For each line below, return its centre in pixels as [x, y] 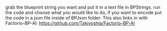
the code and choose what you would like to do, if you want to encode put [83, 12]
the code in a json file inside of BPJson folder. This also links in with [77, 18]
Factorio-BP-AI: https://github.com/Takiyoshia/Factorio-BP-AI [70, 23]
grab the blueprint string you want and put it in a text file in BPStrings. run [83, 7]
